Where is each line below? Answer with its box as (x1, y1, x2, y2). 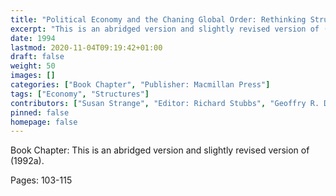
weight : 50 (10, 61, 56, 71)
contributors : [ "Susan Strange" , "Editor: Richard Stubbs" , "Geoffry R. (10, 98, 320, 108)
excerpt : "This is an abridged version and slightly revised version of (10, 24, 320, 34)
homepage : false (10, 117, 78, 127)
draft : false (10, 52, 65, 62)
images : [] (10, 71, 56, 81)
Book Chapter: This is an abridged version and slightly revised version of (10, 144, 310, 156)
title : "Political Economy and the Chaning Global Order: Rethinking (10, 14, 307, 25)
